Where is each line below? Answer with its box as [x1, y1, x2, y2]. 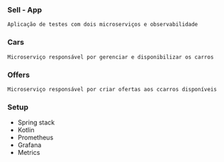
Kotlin [17, 126, 35, 134]
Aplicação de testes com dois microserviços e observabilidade [7, 21, 198, 28]
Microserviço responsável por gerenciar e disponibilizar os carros [7, 53, 214, 61]
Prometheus [17, 133, 54, 142]
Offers [7, 69, 30, 79]
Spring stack [17, 118, 55, 127]
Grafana [17, 141, 42, 149]
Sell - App [7, 5, 43, 15]
